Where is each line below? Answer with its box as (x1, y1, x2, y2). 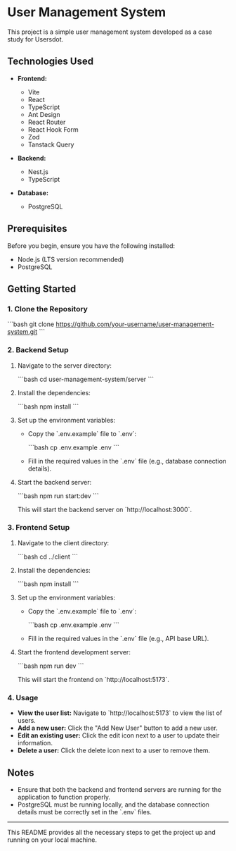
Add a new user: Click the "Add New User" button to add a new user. (17, 723, 218, 733)
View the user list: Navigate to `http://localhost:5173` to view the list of (17, 709, 223, 717)
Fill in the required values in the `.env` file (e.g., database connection (27, 456, 227, 465)
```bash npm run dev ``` (17, 661, 84, 670)
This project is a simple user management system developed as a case (7, 27, 213, 36)
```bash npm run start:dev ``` (17, 491, 100, 500)
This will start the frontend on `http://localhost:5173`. (17, 675, 170, 683)
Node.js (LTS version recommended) (17, 255, 124, 263)
